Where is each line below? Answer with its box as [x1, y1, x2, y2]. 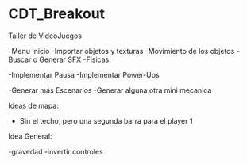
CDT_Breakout [8, 5, 106, 23]
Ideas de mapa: [8, 101, 60, 110]
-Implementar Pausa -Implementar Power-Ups [8, 70, 160, 79]
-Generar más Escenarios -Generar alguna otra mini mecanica [8, 85, 212, 95]
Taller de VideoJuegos [8, 31, 82, 40]
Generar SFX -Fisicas [39, 55, 110, 64]
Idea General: [8, 132, 53, 141]
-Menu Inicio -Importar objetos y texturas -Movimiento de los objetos [8, 46, 235, 55]
